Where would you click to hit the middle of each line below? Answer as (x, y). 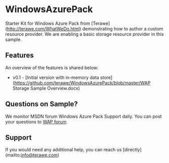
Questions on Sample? (41, 104)
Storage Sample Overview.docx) (46, 88)
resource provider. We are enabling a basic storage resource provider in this (85, 34)
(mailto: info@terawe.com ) (32, 155)
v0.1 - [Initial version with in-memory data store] (62, 77)
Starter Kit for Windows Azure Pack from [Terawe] (58, 23)
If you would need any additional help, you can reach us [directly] (73, 150)
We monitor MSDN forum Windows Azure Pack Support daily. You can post (83, 116)
